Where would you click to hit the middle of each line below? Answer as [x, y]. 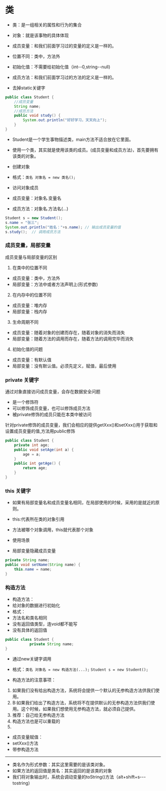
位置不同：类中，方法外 [36, 56]
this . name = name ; [33, 569]
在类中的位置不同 [30, 267]
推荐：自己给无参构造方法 [38, 715]
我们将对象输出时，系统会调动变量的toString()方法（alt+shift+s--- [79, 777]
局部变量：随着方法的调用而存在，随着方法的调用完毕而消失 [73, 339]
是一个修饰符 [25, 402]
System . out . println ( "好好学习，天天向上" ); [65, 120]
